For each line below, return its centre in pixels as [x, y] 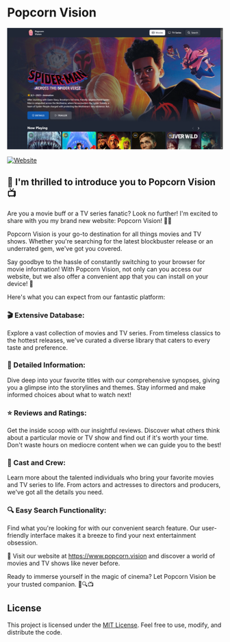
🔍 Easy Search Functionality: [57, 510]
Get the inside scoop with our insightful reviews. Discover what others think [114, 431]
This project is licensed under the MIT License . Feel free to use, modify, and [114, 625]
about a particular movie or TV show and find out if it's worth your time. [108, 438]
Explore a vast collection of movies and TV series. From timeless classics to [114, 333]
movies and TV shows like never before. [64, 563]
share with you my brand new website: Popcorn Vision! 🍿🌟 [90, 221]
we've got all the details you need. [55, 492]
